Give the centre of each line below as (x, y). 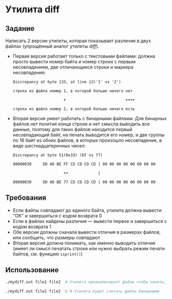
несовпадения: (29, 72)
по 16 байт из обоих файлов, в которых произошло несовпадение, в (87, 140)
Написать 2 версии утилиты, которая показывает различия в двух (78, 41)
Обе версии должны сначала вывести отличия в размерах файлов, (87, 232)
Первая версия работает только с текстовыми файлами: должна (84, 56)
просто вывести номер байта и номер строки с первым (74, 62)
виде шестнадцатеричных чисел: (49, 146)
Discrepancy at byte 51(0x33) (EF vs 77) (58, 155)
